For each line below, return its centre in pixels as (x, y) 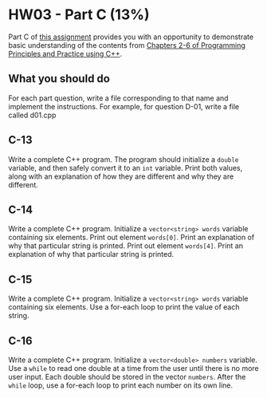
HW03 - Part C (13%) (79, 15)
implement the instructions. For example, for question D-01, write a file (124, 106)
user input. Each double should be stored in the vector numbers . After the (127, 377)
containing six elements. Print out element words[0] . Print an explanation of (132, 238)
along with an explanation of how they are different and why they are (121, 176)
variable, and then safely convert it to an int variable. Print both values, (126, 167)
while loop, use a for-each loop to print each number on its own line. (121, 385)
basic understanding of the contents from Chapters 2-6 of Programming (127, 45)
